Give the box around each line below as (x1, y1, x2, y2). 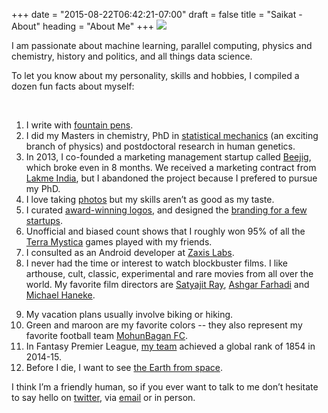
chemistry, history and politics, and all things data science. (11, 50, 253, 62)
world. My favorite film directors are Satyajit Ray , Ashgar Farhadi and (25, 279, 310, 290)
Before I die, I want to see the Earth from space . (25, 362, 223, 373)
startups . (25, 215, 64, 226)
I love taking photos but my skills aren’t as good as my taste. (25, 194, 275, 205)
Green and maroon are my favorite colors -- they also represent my (25, 319, 303, 331)
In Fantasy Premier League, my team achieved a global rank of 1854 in (25, 340, 316, 352)
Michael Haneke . (25, 289, 96, 301)
